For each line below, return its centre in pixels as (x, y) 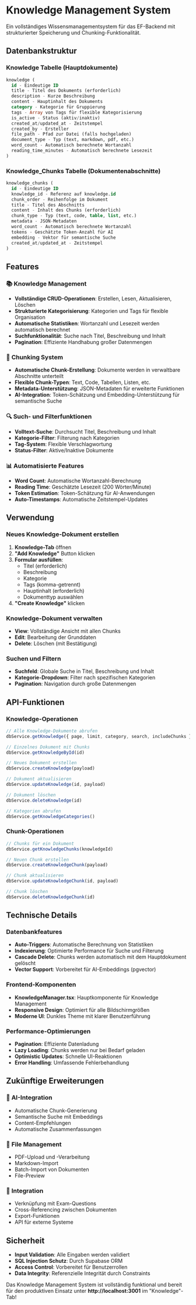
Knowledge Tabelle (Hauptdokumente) (62, 68)
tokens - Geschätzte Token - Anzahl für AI (62, 232)
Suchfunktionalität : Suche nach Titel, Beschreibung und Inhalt (90, 336)
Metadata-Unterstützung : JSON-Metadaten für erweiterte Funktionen (99, 389)
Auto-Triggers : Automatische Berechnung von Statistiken (84, 945)
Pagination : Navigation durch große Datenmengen (75, 684)
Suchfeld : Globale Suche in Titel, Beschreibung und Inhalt (84, 671)
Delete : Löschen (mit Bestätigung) (56, 643)
